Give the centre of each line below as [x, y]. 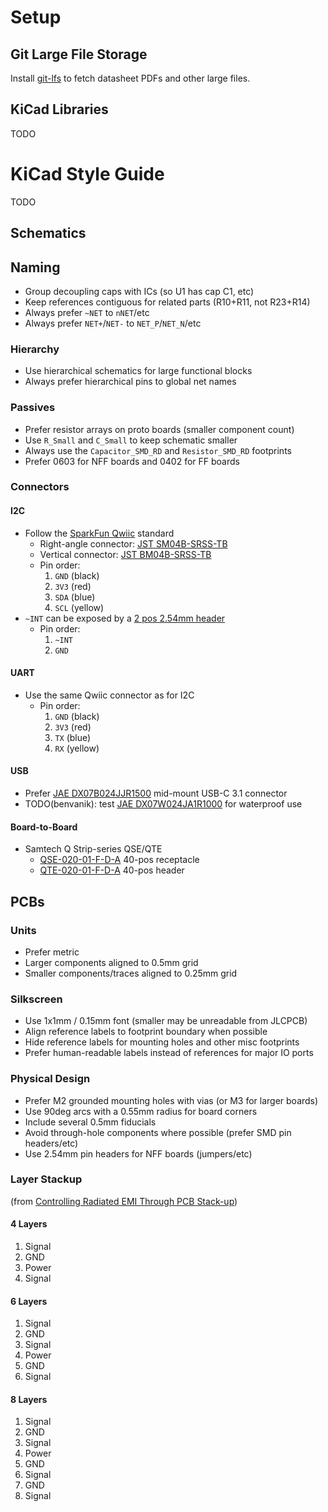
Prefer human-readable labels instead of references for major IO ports [169, 1053]
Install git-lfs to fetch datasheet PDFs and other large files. [130, 78]
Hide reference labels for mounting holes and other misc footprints [162, 1042]
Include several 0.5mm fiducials [90, 1122]
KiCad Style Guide [87, 174]
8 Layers [29, 1399]
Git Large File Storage [79, 54]
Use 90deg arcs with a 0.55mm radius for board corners [141, 1111]
